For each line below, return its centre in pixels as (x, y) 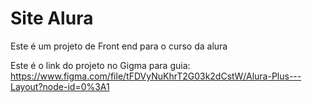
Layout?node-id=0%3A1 (60, 86)
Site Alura (52, 18)
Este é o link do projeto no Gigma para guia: (100, 65)
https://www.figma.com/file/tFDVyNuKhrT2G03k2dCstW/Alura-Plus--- (156, 76)
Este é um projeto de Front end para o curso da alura (119, 46)
